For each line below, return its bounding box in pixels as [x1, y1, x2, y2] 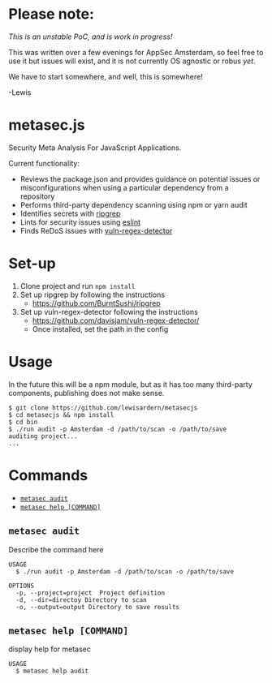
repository [19, 191, 55, 201]
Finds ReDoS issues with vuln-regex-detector [19, 226, 173, 235]
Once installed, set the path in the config [32, 324, 169, 333]
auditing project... [8, 432, 79, 440]
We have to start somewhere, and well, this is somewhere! [8, 71, 203, 81]
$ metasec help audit [15, 667, 89, 676]
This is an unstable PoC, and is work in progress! [8, 32, 173, 41]
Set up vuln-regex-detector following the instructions [19, 307, 199, 316]
